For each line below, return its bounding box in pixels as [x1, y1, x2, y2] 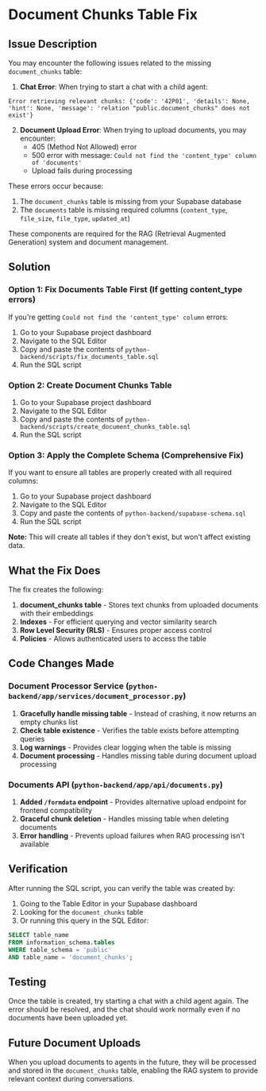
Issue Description [8, 37, 98, 51]
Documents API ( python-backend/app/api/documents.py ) [8, 779, 224, 790]
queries [19, 734, 45, 743]
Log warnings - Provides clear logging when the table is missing [19, 742, 232, 752]
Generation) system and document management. [8, 237, 169, 247]
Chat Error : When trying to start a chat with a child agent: [19, 82, 208, 91]
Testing [8, 975, 47, 989]
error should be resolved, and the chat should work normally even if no [8, 1004, 241, 1014]
